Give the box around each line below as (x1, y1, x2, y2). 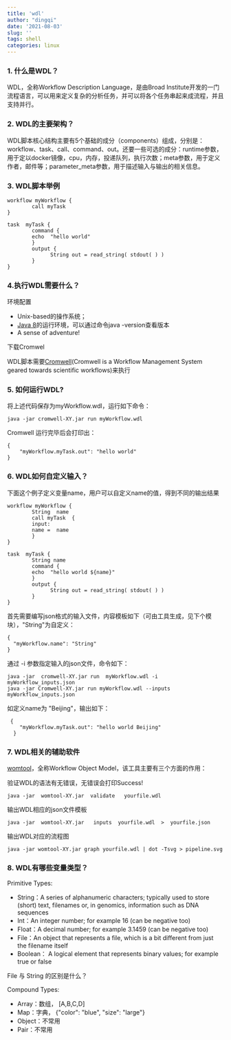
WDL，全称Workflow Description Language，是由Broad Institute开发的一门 (7, 83, 220, 92)
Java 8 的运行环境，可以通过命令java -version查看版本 (16, 321, 170, 329)
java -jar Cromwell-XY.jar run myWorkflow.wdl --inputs (7, 685, 170, 692)
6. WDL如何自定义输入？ (7, 471, 88, 481)
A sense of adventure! (16, 329, 80, 337)
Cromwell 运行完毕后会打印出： (7, 429, 96, 437)
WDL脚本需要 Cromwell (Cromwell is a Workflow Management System (7, 358, 203, 366)
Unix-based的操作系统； (16, 312, 87, 320)
